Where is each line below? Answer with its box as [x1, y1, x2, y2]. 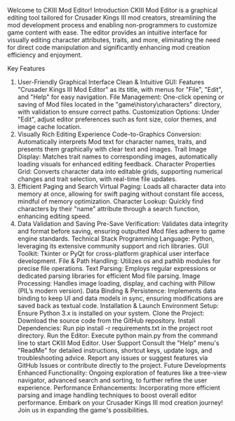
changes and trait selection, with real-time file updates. [17, 175, 177, 183]
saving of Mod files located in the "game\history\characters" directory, [17, 100, 222, 108]
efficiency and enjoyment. [7, 51, 83, 59]
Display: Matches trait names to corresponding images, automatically [17, 152, 218, 161]
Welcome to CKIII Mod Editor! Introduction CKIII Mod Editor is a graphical [7, 6, 218, 14]
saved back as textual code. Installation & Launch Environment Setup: [17, 302, 219, 309]
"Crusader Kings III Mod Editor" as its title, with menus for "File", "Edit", [17, 86, 223, 93]
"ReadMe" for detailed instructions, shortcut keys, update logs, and [17, 347, 213, 354]
